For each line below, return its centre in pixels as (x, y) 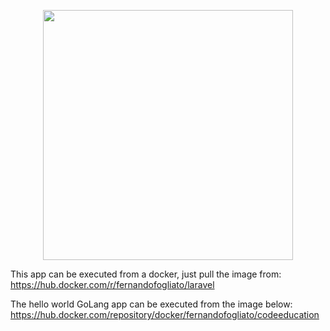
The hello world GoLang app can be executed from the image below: (151, 304)
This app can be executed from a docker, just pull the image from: (146, 274)
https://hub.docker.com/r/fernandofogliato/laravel (112, 284)
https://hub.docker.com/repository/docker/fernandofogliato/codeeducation (165, 314)
